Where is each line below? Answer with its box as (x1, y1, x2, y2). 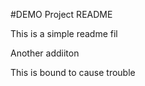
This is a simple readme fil (10, 28, 118, 39)
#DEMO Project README (10, 9, 113, 20)
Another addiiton (10, 47, 80, 59)
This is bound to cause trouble (10, 67, 136, 78)
